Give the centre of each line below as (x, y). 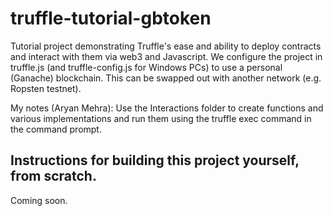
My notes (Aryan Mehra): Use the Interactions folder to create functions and (167, 108)
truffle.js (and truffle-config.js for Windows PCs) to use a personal (146, 67)
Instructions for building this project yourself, (155, 160)
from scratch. (53, 176)
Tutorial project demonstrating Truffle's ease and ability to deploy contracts (166, 46)
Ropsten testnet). (46, 88)
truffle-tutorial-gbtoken (111, 18)
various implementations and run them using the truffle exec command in (161, 118)
